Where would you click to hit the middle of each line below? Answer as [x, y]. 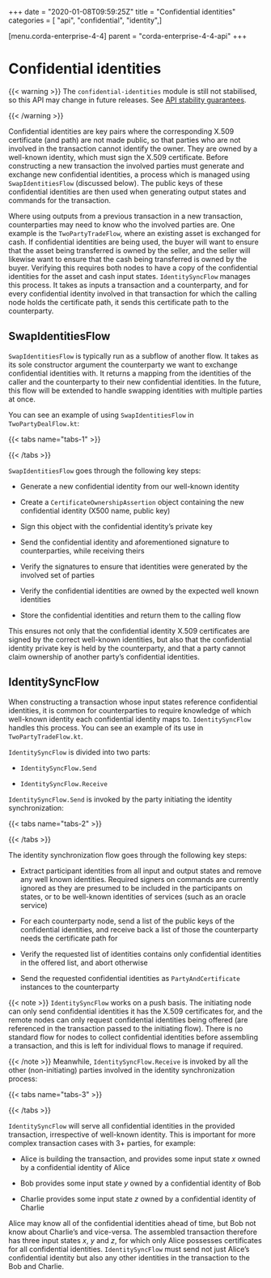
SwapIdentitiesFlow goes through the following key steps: [105, 471]
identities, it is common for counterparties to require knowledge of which [130, 710]
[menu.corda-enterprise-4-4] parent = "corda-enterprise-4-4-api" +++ [128, 36]
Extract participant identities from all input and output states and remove [141, 871]
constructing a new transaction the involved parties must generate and [126, 166]
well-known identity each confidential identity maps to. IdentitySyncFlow [130, 719]
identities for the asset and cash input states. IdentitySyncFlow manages [129, 276]
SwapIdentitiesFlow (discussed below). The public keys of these [116, 183]
